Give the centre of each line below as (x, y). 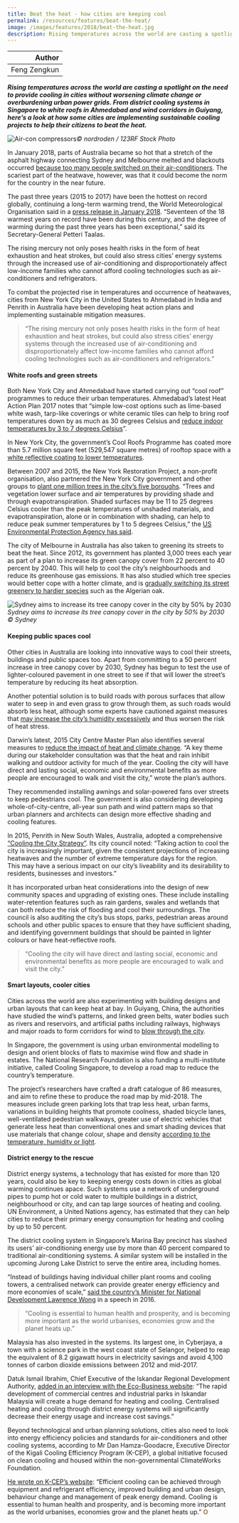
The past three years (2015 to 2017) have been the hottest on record (107, 197)
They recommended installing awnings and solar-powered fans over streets (118, 791)
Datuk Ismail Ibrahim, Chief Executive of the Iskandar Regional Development (119, 1379)
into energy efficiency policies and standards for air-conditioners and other (117, 1438)
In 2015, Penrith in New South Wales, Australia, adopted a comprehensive (115, 835)
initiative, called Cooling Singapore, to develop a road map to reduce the (113, 1067)
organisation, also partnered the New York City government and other (110, 479)
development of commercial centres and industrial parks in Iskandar (107, 1394)
